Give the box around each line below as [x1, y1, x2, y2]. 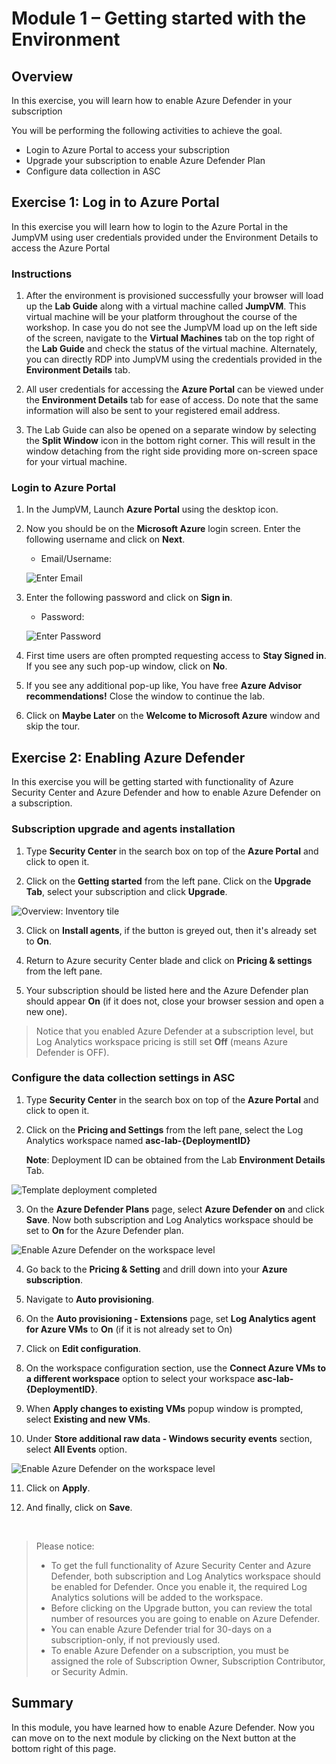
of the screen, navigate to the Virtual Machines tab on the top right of [25, 332, 315, 344]
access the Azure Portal [11, 242, 111, 254]
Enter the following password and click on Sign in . [25, 592, 233, 604]
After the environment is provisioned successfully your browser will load [25, 290, 324, 302]
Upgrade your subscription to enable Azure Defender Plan [25, 155, 266, 166]
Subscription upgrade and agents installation [11, 822, 236, 836]
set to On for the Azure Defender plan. [25, 1224, 184, 1236]
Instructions [11, 267, 73, 281]
